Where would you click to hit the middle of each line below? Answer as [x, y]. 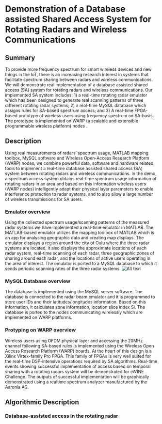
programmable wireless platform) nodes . [46, 126]
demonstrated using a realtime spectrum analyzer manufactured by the [76, 382]
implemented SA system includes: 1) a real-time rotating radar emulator [76, 95]
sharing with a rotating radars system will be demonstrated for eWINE [74, 371]
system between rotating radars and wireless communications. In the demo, [81, 173]
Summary [20, 57]
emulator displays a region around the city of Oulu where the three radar [77, 243]
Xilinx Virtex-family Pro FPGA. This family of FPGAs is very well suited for [78, 356]
